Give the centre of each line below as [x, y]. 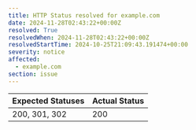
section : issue [33, 74]
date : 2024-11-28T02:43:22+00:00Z [65, 23]
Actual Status [118, 101]
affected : [24, 60]
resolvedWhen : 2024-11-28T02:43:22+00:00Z [79, 37]
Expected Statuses [48, 101]
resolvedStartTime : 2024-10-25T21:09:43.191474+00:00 [98, 45]
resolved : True [33, 30]
